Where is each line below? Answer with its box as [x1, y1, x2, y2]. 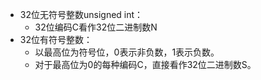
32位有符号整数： [19, 34, 93, 45]
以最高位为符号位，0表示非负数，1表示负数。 [34, 46, 220, 58]
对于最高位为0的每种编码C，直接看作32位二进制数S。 [34, 59, 257, 70]
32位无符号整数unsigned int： [19, 9, 144, 20]
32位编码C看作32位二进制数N [34, 21, 158, 33]
